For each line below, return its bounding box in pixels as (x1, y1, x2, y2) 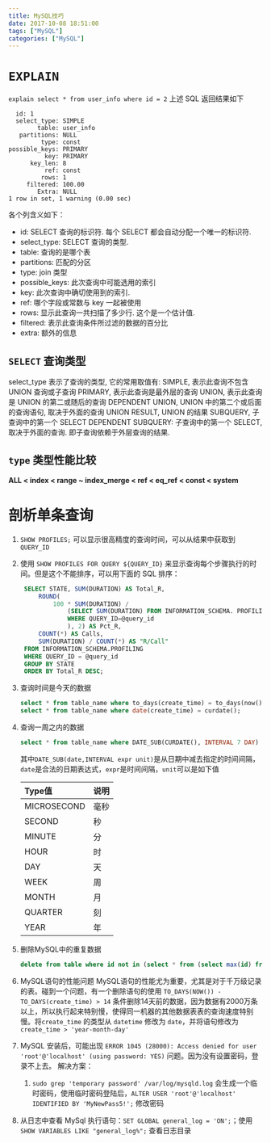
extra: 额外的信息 (19, 328, 77, 338)
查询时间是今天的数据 (19, 683, 91, 693)
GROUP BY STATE (23, 660, 75, 668)
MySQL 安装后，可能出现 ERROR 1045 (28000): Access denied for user (19, 1040, 257, 1050)
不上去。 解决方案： (27, 1061, 94, 1070)
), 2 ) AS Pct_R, (67, 623, 123, 631)
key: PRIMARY (44, 153, 89, 161)
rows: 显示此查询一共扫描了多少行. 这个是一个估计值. (19, 308, 195, 317)
